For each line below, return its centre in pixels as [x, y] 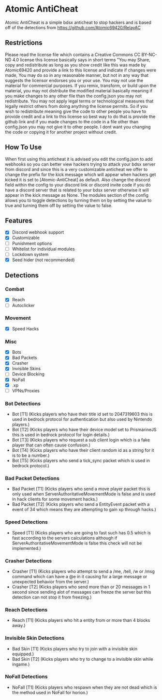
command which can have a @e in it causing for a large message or [80, 576]
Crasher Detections [29, 561]
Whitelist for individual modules [43, 249]
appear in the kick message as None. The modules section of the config [77, 195]
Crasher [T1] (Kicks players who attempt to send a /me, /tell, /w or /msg [83, 571]
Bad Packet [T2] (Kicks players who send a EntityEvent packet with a [81, 504]
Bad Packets [24, 358]
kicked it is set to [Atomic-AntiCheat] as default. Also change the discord [78, 179]
